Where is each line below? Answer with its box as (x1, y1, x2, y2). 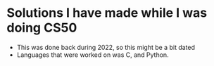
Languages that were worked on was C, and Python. (16, 51, 170, 59)
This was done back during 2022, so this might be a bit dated (16, 43, 195, 51)
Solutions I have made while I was (6, 5, 208, 21)
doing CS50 (6, 20, 77, 36)
